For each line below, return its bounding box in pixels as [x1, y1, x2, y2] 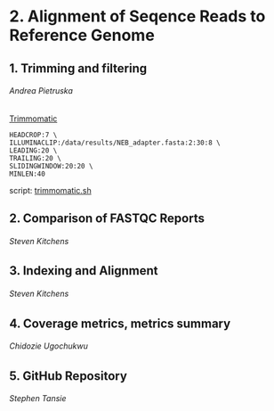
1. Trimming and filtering [9, 61, 148, 76]
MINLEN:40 [9, 169, 46, 178]
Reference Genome [9, 25, 156, 45]
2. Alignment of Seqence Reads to [9, 6, 266, 27]
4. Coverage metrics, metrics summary [9, 316, 231, 331]
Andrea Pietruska [9, 86, 74, 96]
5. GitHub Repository [9, 368, 127, 383]
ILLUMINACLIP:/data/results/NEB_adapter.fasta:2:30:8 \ [9, 138, 221, 147]
